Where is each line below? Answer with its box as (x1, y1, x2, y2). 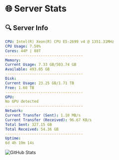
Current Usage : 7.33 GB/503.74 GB (5, 62, 77, 67)
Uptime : (5, 136, 21, 141)
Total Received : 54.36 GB (5, 127, 59, 132)
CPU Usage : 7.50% (5, 44, 41, 49)
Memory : (5, 57, 21, 62)
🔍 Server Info (5, 23, 49, 32)
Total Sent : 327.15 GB (5, 122, 52, 127)
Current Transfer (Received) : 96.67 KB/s (5, 117, 92, 122)
